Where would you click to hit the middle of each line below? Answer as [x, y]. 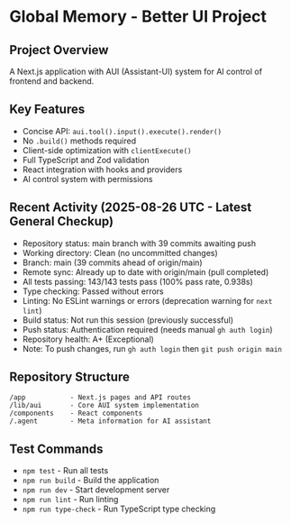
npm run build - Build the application [91, 481]
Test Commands [56, 449]
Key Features [47, 110]
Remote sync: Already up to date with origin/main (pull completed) [145, 271]
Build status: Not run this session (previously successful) [128, 320]
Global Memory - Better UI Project [138, 17]
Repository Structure [70, 377]
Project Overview [59, 50]
